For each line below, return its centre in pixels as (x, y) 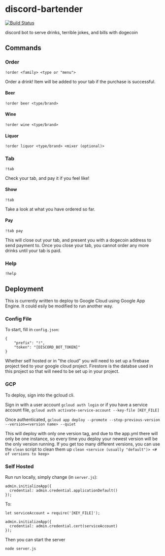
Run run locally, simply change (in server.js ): (51, 477)
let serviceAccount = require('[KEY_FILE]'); (52, 513)
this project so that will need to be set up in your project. (62, 371)
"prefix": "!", (30, 343)
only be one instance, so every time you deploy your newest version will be (81, 439)
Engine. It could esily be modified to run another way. (59, 306)
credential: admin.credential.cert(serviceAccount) (64, 526)
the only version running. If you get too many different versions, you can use (82, 444)
